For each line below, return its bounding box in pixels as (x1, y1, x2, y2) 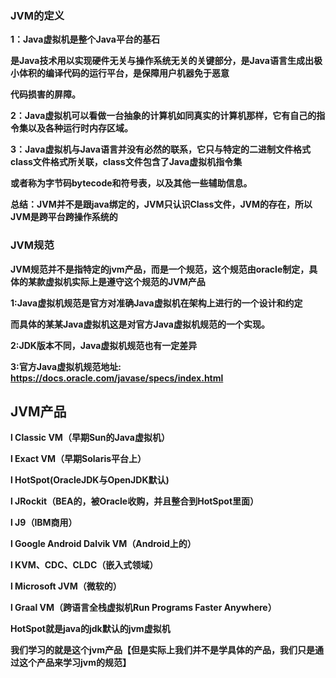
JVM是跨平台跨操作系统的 (10, 211, 118, 223)
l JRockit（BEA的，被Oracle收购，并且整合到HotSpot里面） (10, 495, 260, 507)
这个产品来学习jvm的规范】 (18, 657, 132, 669)
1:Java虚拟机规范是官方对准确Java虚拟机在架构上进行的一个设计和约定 (10, 297, 303, 309)
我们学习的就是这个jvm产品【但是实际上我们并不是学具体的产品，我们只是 (10, 644, 315, 656)
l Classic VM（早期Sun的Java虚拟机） (10, 432, 170, 444)
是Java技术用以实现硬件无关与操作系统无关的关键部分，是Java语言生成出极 (10, 55, 323, 67)
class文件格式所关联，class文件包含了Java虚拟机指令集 (10, 156, 243, 168)
